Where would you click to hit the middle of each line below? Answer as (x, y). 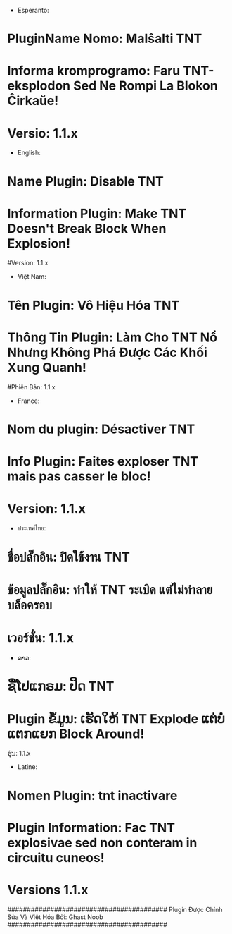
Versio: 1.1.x (43, 133)
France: (28, 401)
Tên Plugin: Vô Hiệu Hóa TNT (94, 305)
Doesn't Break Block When (87, 228)
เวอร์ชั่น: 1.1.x (40, 638)
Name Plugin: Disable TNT (85, 181)
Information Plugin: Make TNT (97, 213)
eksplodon (39, 86)
